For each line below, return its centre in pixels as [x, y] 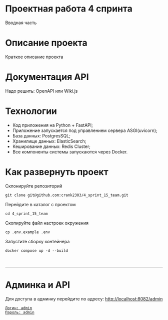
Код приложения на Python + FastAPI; [53, 125]
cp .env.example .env [28, 232]
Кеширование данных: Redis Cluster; [51, 146]
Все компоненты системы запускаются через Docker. [70, 151]
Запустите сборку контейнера [37, 241]
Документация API [47, 77]
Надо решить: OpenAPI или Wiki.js [41, 91]
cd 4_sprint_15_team [27, 214]
